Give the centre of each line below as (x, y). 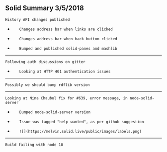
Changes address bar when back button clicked (68, 39)
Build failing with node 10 (34, 145)
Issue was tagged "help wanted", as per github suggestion (82, 122)
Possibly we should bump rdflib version (48, 85)
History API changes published (38, 19)
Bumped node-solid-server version (55, 112)
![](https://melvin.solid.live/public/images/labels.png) (81, 131)
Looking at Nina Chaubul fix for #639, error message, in (66, 98)
